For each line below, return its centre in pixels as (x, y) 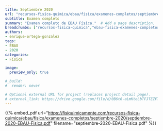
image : (12, 68)
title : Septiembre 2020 (29, 9)
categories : (17, 55)
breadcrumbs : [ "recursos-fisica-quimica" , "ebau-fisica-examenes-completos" (83, 28)
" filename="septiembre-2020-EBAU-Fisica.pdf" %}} (103, 123)
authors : (14, 32)
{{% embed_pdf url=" (27, 113)
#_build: (14, 81)
